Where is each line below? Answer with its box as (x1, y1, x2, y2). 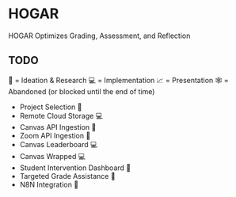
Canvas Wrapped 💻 (19, 151, 86, 161)
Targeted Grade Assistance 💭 (19, 171, 116, 180)
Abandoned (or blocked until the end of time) (8, 86, 155, 96)
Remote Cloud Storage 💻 (19, 111, 103, 120)
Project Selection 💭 (19, 102, 82, 112)
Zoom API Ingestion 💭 (19, 131, 91, 140)
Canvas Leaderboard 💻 (19, 139, 98, 149)
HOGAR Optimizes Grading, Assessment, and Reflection (8, 31, 191, 40)
